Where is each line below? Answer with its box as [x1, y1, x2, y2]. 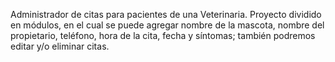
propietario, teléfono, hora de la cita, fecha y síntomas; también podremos [10, 30, 316, 41]
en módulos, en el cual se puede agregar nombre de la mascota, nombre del [10, 19, 325, 31]
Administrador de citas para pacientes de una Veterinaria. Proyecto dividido [10, 9, 322, 20]
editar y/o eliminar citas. [10, 40, 110, 52]
